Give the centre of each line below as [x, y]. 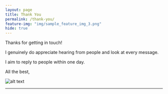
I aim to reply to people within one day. [45, 62]
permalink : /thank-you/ [30, 19]
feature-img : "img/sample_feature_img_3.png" [53, 24]
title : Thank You [23, 14]
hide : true [16, 28]
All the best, [17, 72]
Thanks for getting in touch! [34, 42]
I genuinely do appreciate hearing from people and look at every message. [82, 52]
